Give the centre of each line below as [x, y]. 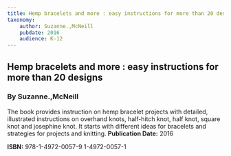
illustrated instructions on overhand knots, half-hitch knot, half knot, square [114, 119]
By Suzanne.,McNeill [43, 96]
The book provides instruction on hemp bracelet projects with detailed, [108, 112]
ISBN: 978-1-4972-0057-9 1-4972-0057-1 [67, 146]
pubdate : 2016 [40, 32]
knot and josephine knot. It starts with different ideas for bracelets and [107, 126]
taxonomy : [21, 20]
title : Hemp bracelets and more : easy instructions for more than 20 [110, 13]
